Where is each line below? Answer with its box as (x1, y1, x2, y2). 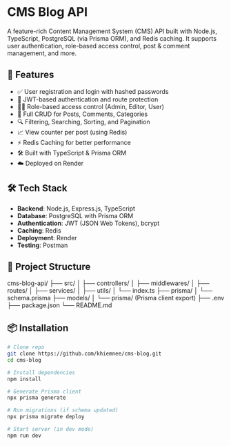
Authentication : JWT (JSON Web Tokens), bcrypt (17, 219, 160, 227)
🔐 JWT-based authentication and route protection (17, 95, 159, 104)
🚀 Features (7, 69, 54, 81)
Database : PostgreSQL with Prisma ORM (17, 211, 134, 220)
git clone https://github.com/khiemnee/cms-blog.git (7, 350, 162, 358)
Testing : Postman (17, 241, 68, 249)
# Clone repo (7, 344, 45, 351)
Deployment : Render (17, 233, 77, 242)
